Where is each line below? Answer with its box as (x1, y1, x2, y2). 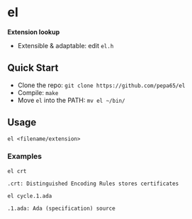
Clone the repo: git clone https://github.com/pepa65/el (17, 81, 186, 89)
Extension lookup (7, 28, 60, 36)
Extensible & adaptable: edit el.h (17, 41, 114, 50)
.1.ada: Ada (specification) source (7, 205, 115, 212)
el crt (7, 167, 27, 174)
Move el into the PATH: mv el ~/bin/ (17, 96, 125, 104)
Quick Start (7, 62, 59, 74)
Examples (7, 152, 43, 162)
